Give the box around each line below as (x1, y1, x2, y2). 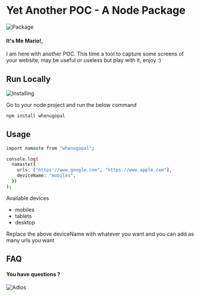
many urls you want (6, 236, 55, 243)
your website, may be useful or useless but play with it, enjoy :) (6, 57, 161, 64)
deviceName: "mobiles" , (17, 172, 76, 179)
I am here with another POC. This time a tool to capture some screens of (6, 50, 184, 57)
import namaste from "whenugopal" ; (6, 145, 95, 151)
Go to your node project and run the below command (6, 101, 137, 108)
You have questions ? (6, 270, 61, 277)
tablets (14, 212, 32, 220)
